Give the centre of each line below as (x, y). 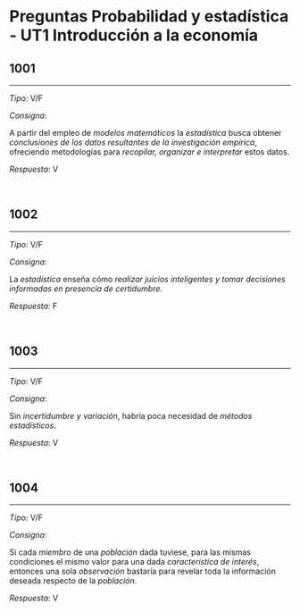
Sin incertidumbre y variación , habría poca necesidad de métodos (131, 415)
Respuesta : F (33, 306)
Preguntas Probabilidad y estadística (149, 17)
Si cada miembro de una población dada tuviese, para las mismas (130, 552)
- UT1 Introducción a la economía (134, 35)
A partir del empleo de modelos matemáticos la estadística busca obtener (146, 133)
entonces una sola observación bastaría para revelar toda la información (143, 571)
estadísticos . (33, 425)
